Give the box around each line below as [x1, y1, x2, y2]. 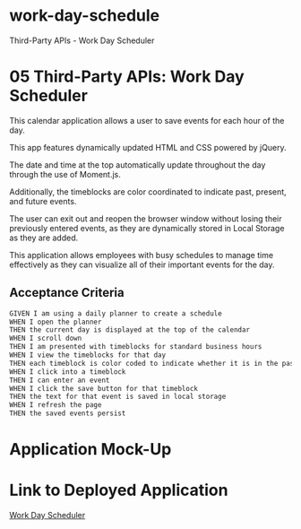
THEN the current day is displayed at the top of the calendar [9, 325, 251, 334]
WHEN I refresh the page [9, 401, 102, 410]
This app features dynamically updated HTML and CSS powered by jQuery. [9, 142, 287, 152]
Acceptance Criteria [9, 285, 125, 300]
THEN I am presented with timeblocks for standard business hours [9, 343, 262, 351]
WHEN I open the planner [9, 317, 102, 326]
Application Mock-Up [9, 439, 172, 460]
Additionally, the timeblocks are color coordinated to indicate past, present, [9, 186, 287, 197]
